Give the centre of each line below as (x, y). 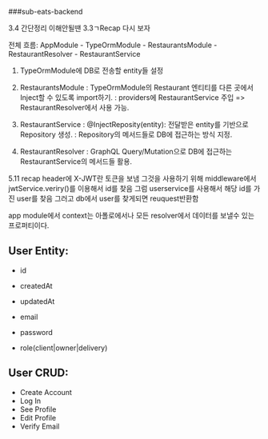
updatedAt (37, 301)
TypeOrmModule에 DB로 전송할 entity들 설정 (92, 70)
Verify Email (40, 426)
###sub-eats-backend (46, 12)
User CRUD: (39, 373)
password (36, 332)
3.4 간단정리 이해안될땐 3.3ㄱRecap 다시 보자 (79, 28)
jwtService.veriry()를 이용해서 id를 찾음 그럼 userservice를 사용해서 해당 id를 (130, 188)
